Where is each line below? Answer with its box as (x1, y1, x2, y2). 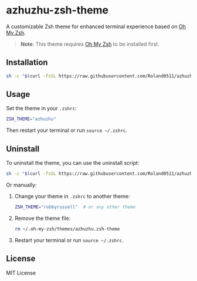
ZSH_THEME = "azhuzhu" (6, 116, 57, 122)
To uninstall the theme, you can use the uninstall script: (6, 160, 140, 167)
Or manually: (6, 181, 37, 188)
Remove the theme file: (14, 215, 71, 222)
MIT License (6, 269, 36, 276)
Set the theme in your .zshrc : (6, 105, 77, 112)
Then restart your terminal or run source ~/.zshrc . (6, 127, 128, 134)
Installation (6, 57, 48, 67)
